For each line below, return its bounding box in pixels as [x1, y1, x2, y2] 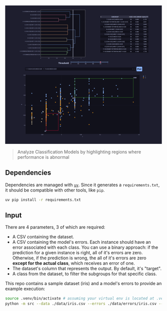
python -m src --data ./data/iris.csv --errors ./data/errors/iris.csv [5, 302, 157, 307]
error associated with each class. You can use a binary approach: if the [12, 244, 158, 250]
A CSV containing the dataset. [12, 234, 75, 240]
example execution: [5, 286, 45, 292]
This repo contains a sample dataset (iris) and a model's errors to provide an [5, 281, 162, 287]
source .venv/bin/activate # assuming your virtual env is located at [5, 296, 155, 301]
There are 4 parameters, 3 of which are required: [5, 224, 105, 230]
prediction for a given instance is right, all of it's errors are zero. [12, 250, 143, 256]
